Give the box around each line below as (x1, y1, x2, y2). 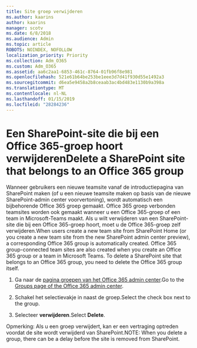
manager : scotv (6, 25, 44, 31)
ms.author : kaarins (6, 14, 54, 20)
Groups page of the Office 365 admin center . (14, 283, 123, 290)
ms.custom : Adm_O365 (6, 63, 57, 69)
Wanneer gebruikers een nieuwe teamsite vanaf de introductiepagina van (6, 183, 184, 191)
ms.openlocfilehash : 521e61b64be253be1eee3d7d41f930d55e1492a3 (6, 74, 165, 80)
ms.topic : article (6, 42, 51, 48)
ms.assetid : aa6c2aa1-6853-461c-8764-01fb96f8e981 (6, 69, 133, 75)
